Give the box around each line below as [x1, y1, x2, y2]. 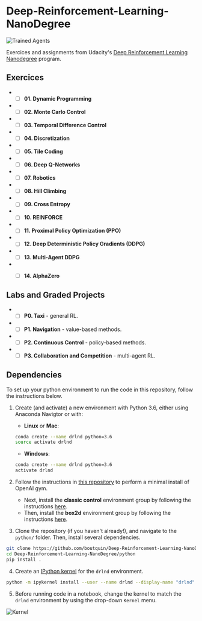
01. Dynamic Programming [23, 95, 92, 102]
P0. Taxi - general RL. [23, 312, 78, 320]
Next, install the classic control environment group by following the [23, 496, 191, 503]
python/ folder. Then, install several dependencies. [14, 534, 141, 541]
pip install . [6, 556, 42, 563]
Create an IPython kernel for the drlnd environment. [14, 567, 144, 575]
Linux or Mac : [23, 422, 59, 429]
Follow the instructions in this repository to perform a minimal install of [14, 478, 189, 485]
